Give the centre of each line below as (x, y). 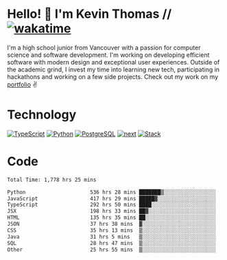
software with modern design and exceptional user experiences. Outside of (113, 62)
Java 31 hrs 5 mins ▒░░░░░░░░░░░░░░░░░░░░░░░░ (111, 237)
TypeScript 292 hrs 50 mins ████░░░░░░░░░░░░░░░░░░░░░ (111, 205)
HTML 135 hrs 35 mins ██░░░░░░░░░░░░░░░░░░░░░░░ (111, 218)
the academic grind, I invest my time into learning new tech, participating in (113, 69)
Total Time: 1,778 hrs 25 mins (52, 180)
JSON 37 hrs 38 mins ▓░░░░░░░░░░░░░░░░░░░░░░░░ (111, 224)
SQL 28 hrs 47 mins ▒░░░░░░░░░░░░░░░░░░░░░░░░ (111, 243)
